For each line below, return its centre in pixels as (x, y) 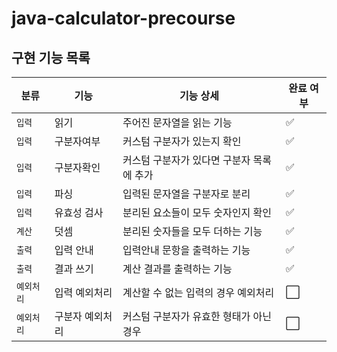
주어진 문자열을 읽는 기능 (177, 122)
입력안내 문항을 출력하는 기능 (186, 250)
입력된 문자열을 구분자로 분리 (186, 194)
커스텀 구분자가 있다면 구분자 (186, 160)
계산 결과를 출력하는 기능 (177, 269)
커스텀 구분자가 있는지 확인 (182, 141)
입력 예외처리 (83, 292)
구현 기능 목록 (51, 57)
